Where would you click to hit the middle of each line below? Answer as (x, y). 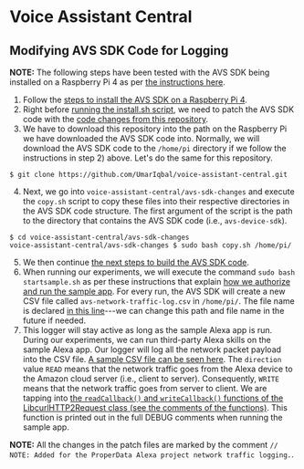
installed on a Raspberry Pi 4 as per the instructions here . (117, 82)
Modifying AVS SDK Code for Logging (119, 51)
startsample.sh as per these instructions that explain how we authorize (156, 281)
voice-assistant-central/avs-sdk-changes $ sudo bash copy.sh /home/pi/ (151, 245)
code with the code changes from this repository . (115, 119)
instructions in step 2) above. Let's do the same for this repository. (148, 158)
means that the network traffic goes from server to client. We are (145, 388)
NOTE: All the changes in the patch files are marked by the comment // (144, 445)
